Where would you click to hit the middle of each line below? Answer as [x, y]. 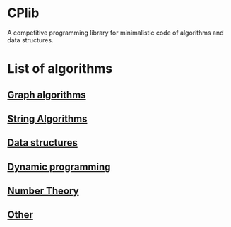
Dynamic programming [59, 167]
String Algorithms [47, 118]
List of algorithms [60, 69]
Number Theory [43, 191]
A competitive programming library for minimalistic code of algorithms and [115, 33]
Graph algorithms [47, 94]
